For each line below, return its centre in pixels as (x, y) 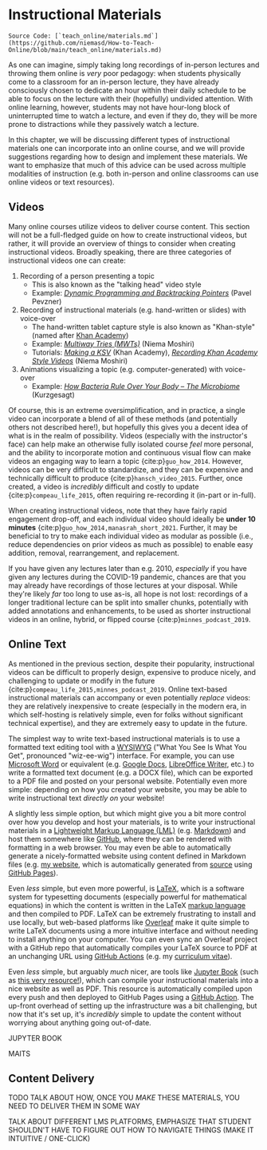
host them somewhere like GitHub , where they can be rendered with (120, 839)
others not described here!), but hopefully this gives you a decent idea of (128, 427)
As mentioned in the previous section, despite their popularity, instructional (132, 664)
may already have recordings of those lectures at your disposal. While (123, 585)
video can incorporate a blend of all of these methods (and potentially (123, 418)
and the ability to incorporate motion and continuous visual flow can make (130, 452)
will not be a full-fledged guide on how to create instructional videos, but (128, 235)
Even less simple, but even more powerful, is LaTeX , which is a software (126, 888)
